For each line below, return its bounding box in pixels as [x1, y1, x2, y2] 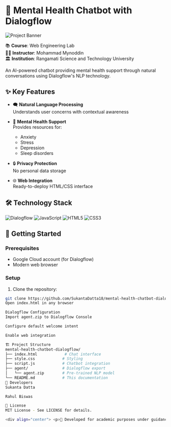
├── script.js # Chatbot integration [5, 361, 110, 366]
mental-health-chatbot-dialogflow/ [5, 346, 81, 352]
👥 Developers [5, 380, 33, 385]
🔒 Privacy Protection [12, 160, 58, 166]
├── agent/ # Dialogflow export [5, 366, 106, 371]
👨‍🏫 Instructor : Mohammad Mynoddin [5, 49, 84, 56]
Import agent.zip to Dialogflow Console [5, 314, 93, 320]
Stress [20, 139, 34, 145]
